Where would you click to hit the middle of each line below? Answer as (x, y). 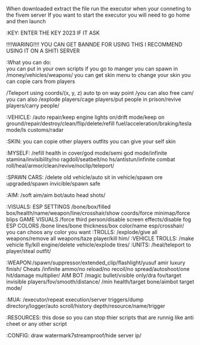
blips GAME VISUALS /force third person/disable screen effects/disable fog (99, 219)
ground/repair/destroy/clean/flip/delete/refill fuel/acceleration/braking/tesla (99, 124)
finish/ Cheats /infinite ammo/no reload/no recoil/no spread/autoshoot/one (98, 269)
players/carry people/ (33, 106)
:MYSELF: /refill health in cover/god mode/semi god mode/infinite (87, 153)
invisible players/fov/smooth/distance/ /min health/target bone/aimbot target (100, 282)
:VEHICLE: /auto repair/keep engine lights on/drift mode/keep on (85, 117)
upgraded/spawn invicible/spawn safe (53, 184)
